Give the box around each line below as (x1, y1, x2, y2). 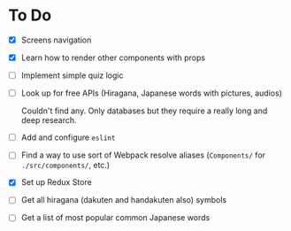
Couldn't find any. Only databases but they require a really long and (20, 105, 268, 116)
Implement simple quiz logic (20, 70, 124, 81)
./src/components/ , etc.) (20, 160, 111, 171)
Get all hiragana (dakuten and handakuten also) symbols (20, 195, 227, 205)
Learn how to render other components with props (20, 52, 205, 63)
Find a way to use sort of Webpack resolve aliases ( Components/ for (20, 150, 266, 160)
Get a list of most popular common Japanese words (20, 212, 211, 223)
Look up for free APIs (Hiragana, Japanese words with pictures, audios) (20, 88, 282, 98)
